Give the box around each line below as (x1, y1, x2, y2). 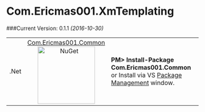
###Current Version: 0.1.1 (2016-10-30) (6, 24, 104, 32)
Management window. (110, 78, 175, 87)
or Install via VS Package (110, 70, 182, 79)
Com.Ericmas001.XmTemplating (6, 4, 174, 18)
